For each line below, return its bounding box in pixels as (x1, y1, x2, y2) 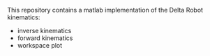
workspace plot (17, 41, 63, 49)
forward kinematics (17, 34, 73, 42)
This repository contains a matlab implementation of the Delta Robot (7, 6, 204, 14)
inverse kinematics (17, 27, 72, 35)
